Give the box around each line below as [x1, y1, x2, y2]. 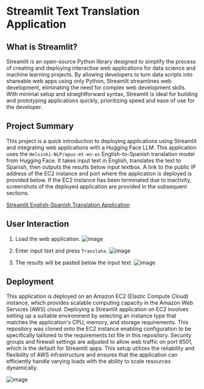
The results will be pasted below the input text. [15, 259, 133, 266]
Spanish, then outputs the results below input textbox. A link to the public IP [6, 163, 196, 171]
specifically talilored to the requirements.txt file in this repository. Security [6, 332, 192, 339]
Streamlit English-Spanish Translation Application [6, 201, 130, 209]
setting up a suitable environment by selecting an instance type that [6, 312, 177, 319]
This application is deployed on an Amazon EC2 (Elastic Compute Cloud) [6, 292, 189, 300]
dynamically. [6, 364, 38, 371]
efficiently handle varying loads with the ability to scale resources [6, 358, 171, 365]
